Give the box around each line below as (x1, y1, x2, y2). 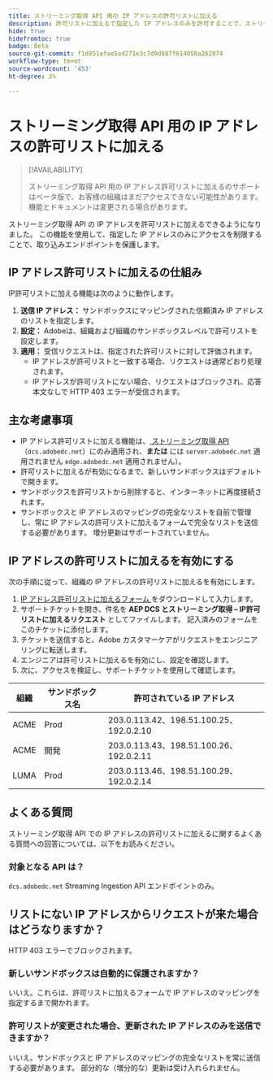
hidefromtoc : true (8, 34, 71, 43)
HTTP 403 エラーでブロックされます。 (8, 945, 136, 955)
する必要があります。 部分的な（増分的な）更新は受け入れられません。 (8, 1062, 245, 1073)
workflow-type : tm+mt (8, 58, 82, 66)
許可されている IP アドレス (133, 692, 236, 704)
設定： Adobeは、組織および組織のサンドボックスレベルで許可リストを (19, 326, 258, 336)
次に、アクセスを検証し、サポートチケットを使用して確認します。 (19, 666, 240, 674)
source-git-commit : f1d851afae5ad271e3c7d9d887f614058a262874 (8, 50, 223, 58)
